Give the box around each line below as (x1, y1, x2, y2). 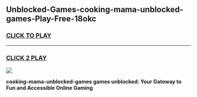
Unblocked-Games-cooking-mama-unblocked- (6, 5, 184, 15)
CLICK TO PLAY (6, 32, 52, 40)
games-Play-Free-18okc (6, 14, 97, 24)
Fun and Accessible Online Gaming (6, 84, 93, 91)
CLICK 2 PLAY (6, 53, 47, 62)
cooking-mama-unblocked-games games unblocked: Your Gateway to (6, 78, 182, 85)
